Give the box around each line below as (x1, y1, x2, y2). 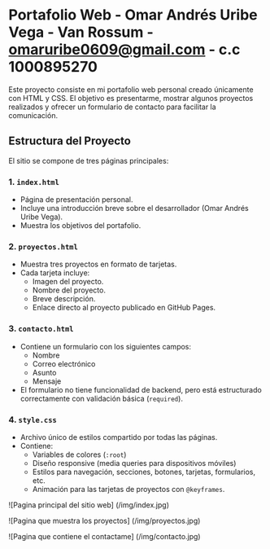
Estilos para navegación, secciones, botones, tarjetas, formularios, (32, 467, 256, 477)
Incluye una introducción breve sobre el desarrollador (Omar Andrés (20, 204, 250, 213)
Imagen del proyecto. (32, 277, 104, 287)
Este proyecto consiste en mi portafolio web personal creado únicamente (8, 84, 254, 94)
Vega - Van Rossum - (8, 23, 155, 42)
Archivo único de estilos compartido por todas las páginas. (20, 432, 218, 441)
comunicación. (8, 110, 59, 120)
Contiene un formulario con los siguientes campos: (20, 341, 192, 351)
